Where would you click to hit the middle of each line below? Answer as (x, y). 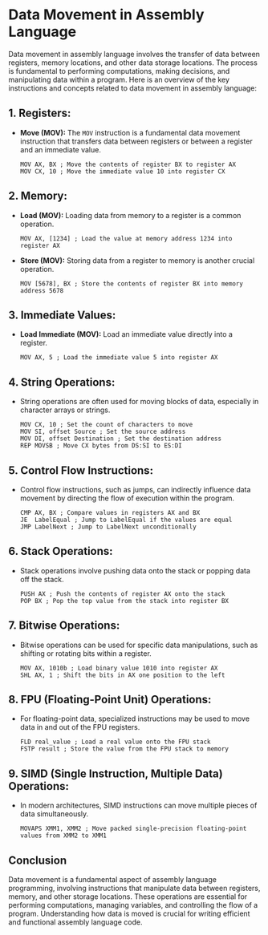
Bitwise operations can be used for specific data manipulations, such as (139, 645)
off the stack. (42, 579)
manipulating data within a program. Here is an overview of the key (119, 79)
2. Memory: (38, 196)
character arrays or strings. (65, 410)
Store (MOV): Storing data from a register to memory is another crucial (137, 260)
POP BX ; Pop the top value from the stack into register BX (124, 601)
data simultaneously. (54, 814)
